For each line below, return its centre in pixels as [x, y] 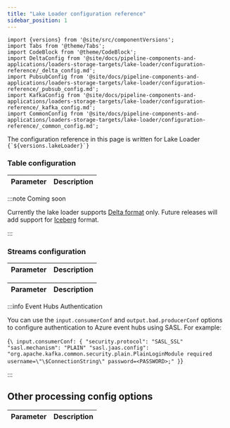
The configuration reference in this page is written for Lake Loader [104, 139]
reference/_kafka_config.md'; [52, 107]
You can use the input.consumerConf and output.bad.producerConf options [115, 320]
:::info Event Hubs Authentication [55, 306]
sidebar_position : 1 [38, 20]
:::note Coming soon [37, 199]
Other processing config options [80, 397]
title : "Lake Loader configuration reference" [77, 14]
